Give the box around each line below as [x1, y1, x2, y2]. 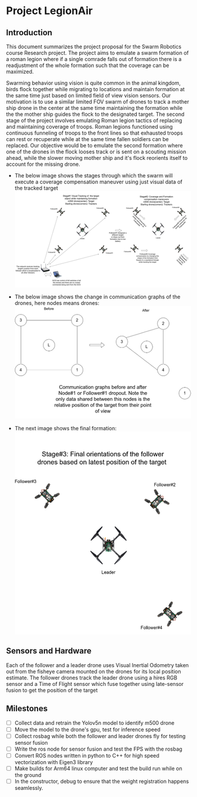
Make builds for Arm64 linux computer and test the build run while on [14, 765, 183, 772]
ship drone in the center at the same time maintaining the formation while [6, 105, 183, 111]
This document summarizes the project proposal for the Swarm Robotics [6, 43, 182, 50]
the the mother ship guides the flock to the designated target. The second [6, 110, 185, 118]
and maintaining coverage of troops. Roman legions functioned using [6, 123, 173, 130]
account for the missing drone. [6, 160, 80, 168]
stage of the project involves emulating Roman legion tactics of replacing [6, 117, 183, 124]
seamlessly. [14, 785, 43, 792]
